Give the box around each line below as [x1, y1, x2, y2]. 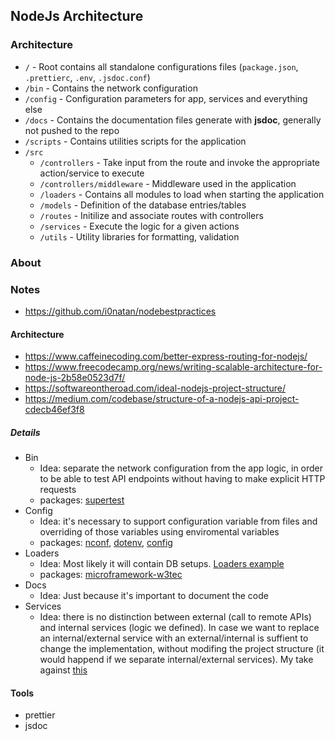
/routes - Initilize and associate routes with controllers [39, 209, 264, 221]
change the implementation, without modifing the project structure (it [39, 643, 325, 655]
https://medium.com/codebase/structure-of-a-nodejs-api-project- [24, 393, 300, 405]
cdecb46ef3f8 [24, 404, 85, 416]
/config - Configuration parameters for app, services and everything [24, 92, 308, 104]
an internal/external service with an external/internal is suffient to [39, 632, 309, 644]
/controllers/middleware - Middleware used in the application [39, 177, 297, 189]
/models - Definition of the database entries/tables [39, 199, 247, 211]
